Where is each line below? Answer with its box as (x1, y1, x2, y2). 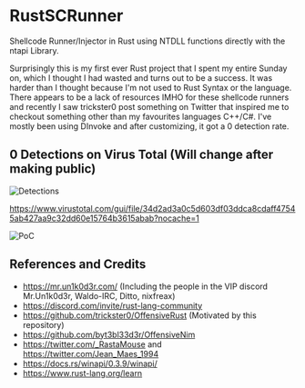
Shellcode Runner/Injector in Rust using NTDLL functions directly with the (9, 35, 286, 46)
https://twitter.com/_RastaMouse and (22, 338, 162, 350)
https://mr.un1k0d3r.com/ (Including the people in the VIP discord (22, 281, 269, 292)
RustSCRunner (9, 5, 124, 26)
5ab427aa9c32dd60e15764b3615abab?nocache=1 (9, 213, 200, 224)
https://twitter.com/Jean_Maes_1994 (22, 348, 159, 359)
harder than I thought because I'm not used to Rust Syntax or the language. (9, 82, 292, 93)
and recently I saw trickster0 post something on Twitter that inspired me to (9, 101, 290, 112)
